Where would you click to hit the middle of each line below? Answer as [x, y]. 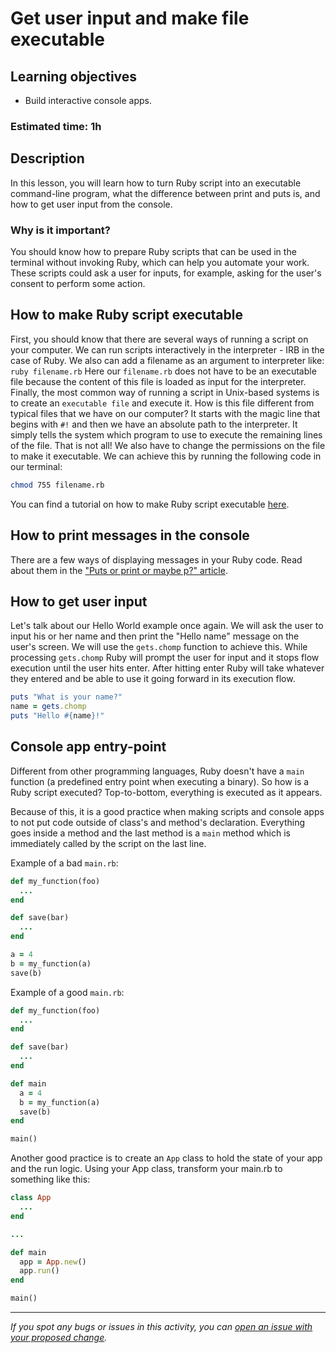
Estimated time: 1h [56, 126]
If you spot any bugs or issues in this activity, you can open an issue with [161, 1327]
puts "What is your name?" [66, 697]
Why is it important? [60, 230]
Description [47, 158]
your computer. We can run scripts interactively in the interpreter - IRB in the [167, 349]
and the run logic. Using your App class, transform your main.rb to [146, 1169]
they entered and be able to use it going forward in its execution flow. [153, 679]
